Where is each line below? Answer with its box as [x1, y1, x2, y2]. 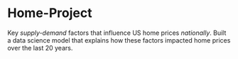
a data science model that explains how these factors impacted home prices [7, 36, 231, 44]
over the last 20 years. [7, 43, 73, 52]
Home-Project [7, 5, 92, 21]
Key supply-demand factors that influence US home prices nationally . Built [7, 28, 227, 37]
